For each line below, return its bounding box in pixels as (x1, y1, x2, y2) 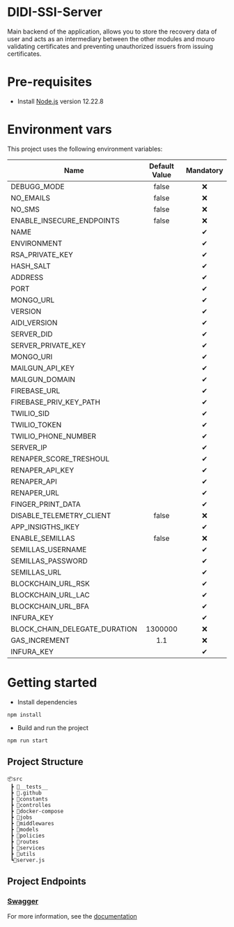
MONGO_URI (10, 352, 53, 362)
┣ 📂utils (10, 850, 36, 857)
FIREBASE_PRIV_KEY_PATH (10, 397, 101, 407)
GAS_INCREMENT (10, 635, 70, 645)
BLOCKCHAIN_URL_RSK (10, 579, 91, 588)
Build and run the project (17, 723, 89, 732)
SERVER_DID (10, 329, 54, 339)
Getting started (7, 675, 97, 690)
